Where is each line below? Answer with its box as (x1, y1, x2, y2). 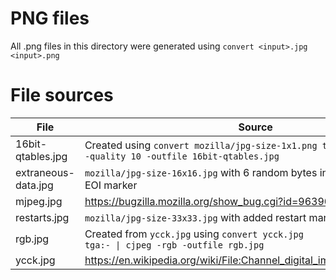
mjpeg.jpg (15, 194, 63, 208)
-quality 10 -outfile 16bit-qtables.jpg (84, 150, 280, 162)
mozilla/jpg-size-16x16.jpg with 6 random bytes (84, 165, 318, 179)
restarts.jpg (15, 210, 70, 224)
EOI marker (84, 178, 138, 192)
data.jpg (15, 178, 54, 192)
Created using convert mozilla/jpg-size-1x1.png (84, 138, 318, 152)
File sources (10, 84, 114, 107)
